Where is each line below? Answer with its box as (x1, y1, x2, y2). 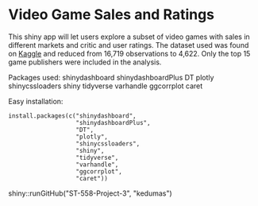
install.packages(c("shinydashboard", (8, 111, 137, 120)
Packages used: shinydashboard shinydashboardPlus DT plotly (8, 72, 214, 82)
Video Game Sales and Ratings (8, 6, 215, 24)
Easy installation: (8, 96, 64, 106)
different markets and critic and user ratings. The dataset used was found (8, 40, 249, 49)
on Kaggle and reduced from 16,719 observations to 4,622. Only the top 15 (8, 49, 251, 58)
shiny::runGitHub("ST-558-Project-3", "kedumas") (8, 189, 172, 198)
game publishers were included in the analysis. (8, 57, 162, 67)
